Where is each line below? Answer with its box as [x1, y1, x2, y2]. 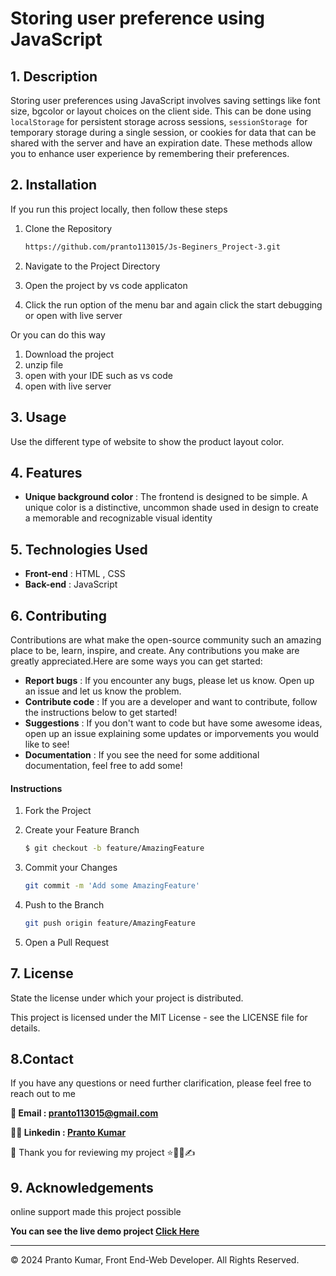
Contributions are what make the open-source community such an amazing [10, 633, 322, 646]
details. [10, 1022, 41, 1034]
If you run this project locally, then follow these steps [10, 203, 228, 215]
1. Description [10, 68, 98, 85]
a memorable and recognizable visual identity [24, 512, 213, 524]
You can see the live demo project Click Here [10, 1225, 200, 1237]
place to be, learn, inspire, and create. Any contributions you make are [10, 644, 300, 656]
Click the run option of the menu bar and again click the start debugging [24, 298, 323, 311]
